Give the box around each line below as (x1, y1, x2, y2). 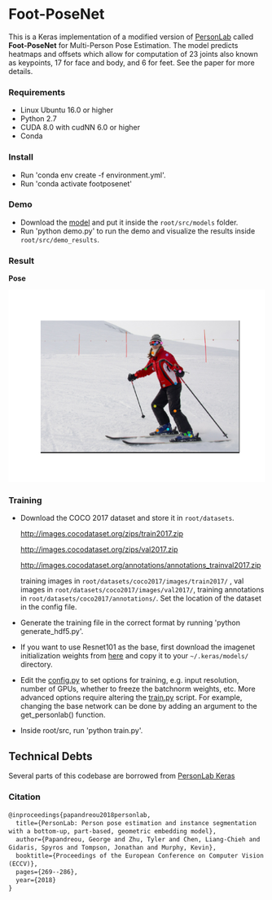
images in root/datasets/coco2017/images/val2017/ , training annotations (20, 585, 265, 595)
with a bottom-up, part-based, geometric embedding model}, (8, 827, 217, 835)
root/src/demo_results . (20, 234, 100, 244)
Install (8, 151, 34, 163)
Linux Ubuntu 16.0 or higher (20, 105, 114, 115)
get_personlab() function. (20, 710, 106, 720)
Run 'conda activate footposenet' (20, 178, 133, 188)
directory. (20, 660, 53, 670)
